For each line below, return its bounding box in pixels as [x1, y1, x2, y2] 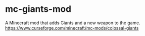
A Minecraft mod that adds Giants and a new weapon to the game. [5, 20, 141, 26]
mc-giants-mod [5, 3, 72, 15]
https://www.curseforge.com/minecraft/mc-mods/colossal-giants [5, 25, 139, 31]
